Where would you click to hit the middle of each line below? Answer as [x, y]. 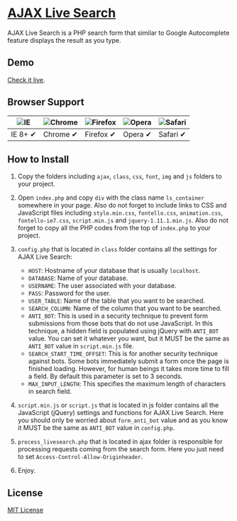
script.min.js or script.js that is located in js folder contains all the [118, 405]
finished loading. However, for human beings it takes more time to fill [128, 369]
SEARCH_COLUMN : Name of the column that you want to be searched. [125, 308]
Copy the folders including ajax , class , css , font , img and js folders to [120, 176]
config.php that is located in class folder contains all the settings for [117, 249]
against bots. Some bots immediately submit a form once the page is [128, 361]
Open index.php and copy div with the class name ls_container [111, 198]
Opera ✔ [137, 134]
